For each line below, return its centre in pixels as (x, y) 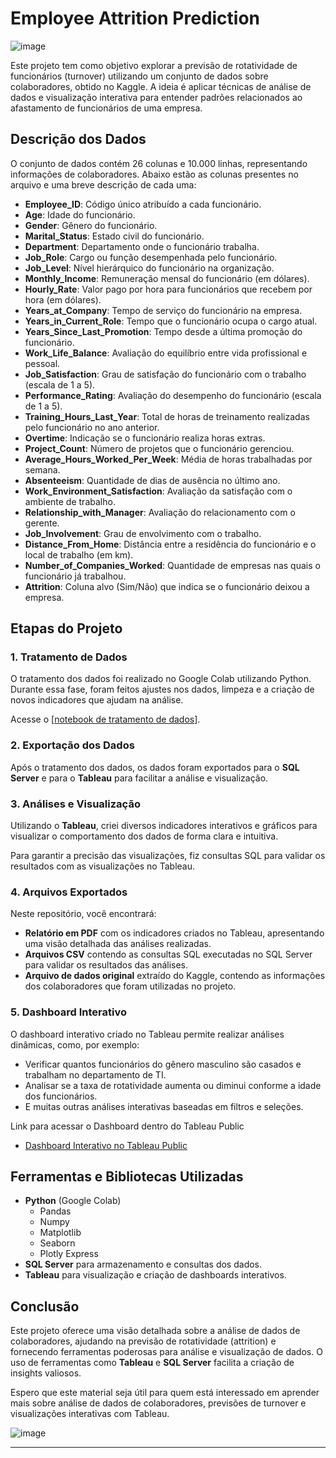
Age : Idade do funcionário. (80, 214)
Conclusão (45, 1306)
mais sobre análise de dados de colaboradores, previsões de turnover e (158, 1403)
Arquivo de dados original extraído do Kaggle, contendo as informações (175, 976)
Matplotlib (60, 1233)
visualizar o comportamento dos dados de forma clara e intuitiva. (144, 836)
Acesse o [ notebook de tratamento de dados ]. (105, 719)
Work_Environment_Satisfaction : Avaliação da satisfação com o (158, 491)
